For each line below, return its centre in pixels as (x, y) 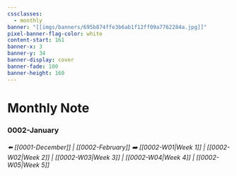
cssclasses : (25, 14)
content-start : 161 (36, 40)
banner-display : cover (41, 60)
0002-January (33, 130)
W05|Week (24, 165)
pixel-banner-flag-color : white (55, 34)
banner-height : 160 (36, 73)
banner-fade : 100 (33, 66)
